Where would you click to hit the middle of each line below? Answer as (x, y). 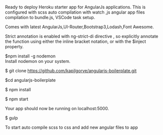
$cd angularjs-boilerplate (30, 80)
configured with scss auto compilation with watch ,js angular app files (75, 12)
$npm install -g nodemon (30, 56)
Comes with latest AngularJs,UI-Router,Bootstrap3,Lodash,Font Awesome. (80, 27)
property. (14, 47)
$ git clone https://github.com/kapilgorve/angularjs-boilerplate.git (71, 71)
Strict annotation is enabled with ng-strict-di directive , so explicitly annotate (82, 36)
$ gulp (11, 118)
